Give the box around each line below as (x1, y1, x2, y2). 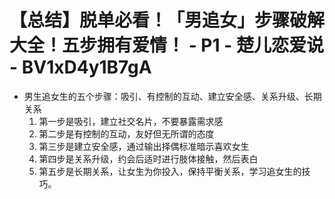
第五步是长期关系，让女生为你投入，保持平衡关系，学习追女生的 (38, 165, 302, 177)
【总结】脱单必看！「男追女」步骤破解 (9, 9, 326, 32)
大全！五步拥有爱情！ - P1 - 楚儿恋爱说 (9, 34, 324, 57)
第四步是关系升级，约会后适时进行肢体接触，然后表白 (38, 152, 259, 165)
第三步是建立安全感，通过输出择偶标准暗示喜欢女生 (38, 140, 250, 152)
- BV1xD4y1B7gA (9, 56, 152, 79)
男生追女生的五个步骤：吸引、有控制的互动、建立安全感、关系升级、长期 (23, 90, 322, 102)
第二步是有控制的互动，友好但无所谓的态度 (38, 127, 215, 140)
